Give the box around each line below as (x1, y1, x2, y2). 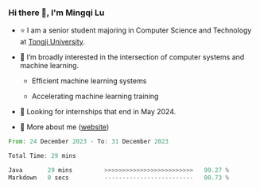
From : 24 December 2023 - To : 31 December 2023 (8, 138, 169, 146)
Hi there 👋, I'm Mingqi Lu (8, 7, 105, 18)
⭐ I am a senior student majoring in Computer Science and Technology (19, 25, 252, 35)
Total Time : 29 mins (8, 152, 77, 160)
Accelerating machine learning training (31, 91, 159, 102)
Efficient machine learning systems (31, 76, 147, 86)
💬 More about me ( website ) (19, 122, 110, 132)
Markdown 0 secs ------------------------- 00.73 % (8, 174, 229, 182)
